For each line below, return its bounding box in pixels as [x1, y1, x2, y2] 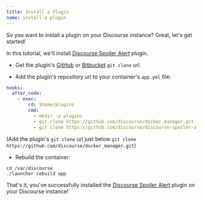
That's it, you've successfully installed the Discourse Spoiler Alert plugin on [6, 181, 195, 188]
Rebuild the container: [15, 153, 71, 161]
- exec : [17, 96, 36, 102]
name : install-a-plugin [6, 15, 67, 21]
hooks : [6, 84, 23, 91]
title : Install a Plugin [6, 9, 69, 15]
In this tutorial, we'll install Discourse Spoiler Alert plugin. [6, 49, 149, 56]
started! [6, 38, 26, 45]
